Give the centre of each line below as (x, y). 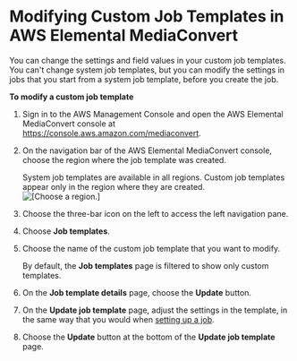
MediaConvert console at (69, 124)
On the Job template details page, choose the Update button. (137, 292)
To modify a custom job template (72, 97)
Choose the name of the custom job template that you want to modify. (151, 248)
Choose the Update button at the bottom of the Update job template (148, 337)
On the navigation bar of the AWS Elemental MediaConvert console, (147, 150)
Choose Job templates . (66, 231)
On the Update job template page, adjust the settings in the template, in (155, 310)
